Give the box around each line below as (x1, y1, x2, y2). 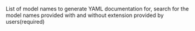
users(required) (5, 18, 45, 25)
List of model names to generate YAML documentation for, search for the (5, 5, 190, 12)
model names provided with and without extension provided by (5, 12, 164, 19)
